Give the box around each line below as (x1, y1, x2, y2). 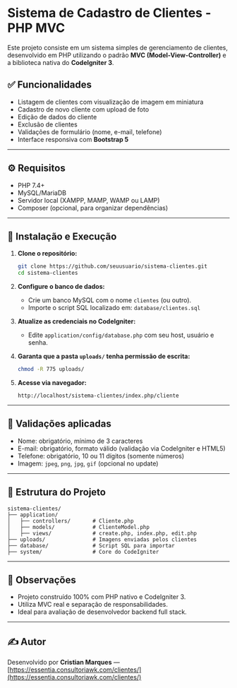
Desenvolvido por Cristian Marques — (7, 658, 120, 667)
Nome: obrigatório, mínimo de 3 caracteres (17, 437, 143, 445)
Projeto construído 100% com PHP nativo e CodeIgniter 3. (17, 593, 186, 601)
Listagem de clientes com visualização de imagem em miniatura (17, 97, 204, 106)
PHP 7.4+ (17, 181, 45, 189)
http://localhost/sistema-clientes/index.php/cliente (17, 392, 179, 399)
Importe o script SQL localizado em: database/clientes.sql (28, 304, 201, 312)
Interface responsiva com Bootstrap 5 (17, 135, 129, 143)
